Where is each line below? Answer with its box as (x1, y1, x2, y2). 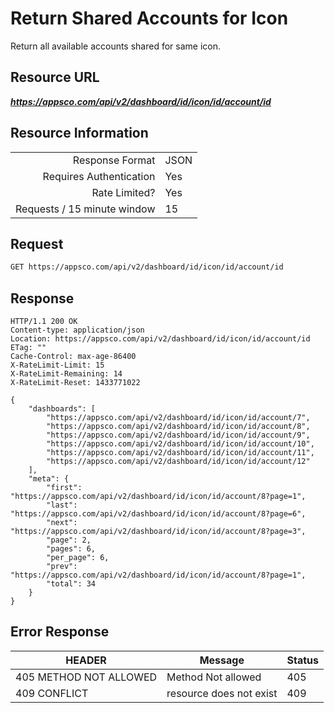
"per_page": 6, (46, 553, 110, 563)
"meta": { (28, 474, 70, 484)
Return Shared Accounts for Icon (10, 7, 289, 30)
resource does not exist (166, 686, 278, 700)
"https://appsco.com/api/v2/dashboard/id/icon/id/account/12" (46, 457, 311, 467)
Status (286, 653, 319, 667)
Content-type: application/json (10, 325, 145, 336)
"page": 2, (46, 535, 92, 546)
